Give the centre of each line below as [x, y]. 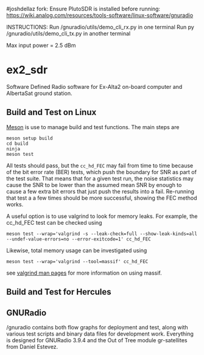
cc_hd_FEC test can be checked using [54, 222]
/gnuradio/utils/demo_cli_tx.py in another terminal [69, 33]
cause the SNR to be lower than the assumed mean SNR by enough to [94, 185]
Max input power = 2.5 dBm [41, 45]
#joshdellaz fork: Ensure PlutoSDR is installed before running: [83, 9]
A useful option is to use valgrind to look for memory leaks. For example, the [102, 216]
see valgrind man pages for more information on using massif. [84, 273]
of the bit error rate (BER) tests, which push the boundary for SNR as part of [101, 172]
